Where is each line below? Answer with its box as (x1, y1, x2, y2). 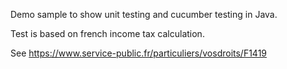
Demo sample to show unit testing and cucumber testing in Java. (10, 9, 278, 20)
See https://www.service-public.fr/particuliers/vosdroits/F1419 (10, 47, 268, 59)
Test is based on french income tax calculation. (10, 28, 205, 39)
